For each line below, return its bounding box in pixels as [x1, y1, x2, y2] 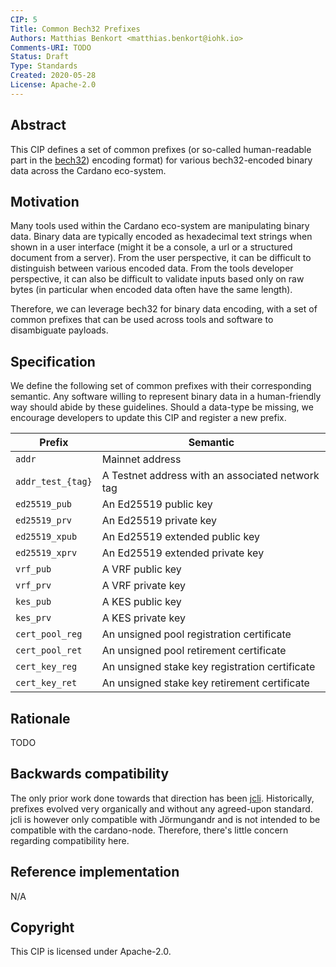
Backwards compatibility [10, 766, 170, 783]
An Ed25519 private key [101, 514, 218, 528]
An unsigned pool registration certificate [101, 627, 292, 641]
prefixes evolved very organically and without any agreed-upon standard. [10, 802, 313, 815]
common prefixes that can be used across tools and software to [10, 314, 274, 326]
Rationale [10, 710, 71, 727]
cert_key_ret [15, 677, 78, 689]
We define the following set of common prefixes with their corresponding [10, 380, 312, 392]
